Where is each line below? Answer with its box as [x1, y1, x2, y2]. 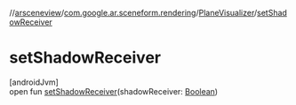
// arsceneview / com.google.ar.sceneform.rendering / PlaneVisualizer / [9, 8, 258, 18]
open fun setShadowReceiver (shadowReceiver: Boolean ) [9, 86, 219, 96]
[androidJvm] [9, 77, 60, 87]
